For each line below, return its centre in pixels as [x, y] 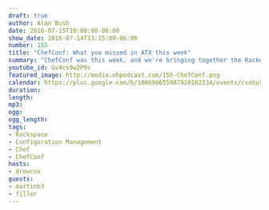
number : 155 [28, 46]
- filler [23, 194]
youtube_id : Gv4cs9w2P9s [50, 68]
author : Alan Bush [39, 23]
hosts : [19, 164]
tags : [17, 127]
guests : [21, 179]
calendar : [25, 82]
